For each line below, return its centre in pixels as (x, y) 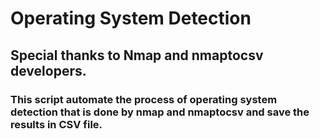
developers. (48, 70)
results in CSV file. (56, 124)
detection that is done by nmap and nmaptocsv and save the (160, 112)
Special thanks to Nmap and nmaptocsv (137, 55)
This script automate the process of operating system (144, 99)
